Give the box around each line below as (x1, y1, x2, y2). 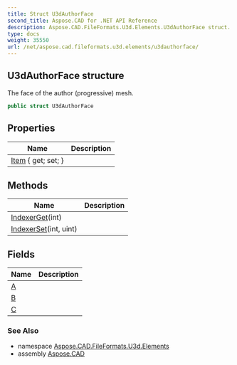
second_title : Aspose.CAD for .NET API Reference (7, 17, 158, 24)
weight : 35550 (7, 37, 50, 44)
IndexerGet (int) (11, 213, 62, 223)
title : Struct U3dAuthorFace (7, 10, 94, 18)
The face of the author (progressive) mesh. (7, 88, 134, 97)
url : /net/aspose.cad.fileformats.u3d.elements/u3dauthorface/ (7, 43, 199, 51)
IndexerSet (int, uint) (11, 224, 78, 234)
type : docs (7, 30, 40, 38)
